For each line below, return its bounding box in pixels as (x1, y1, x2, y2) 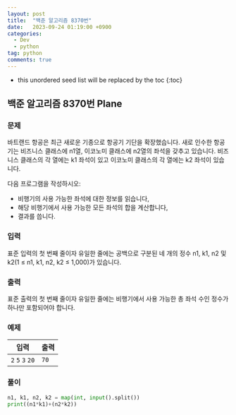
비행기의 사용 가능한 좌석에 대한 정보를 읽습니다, (17, 195, 149, 203)
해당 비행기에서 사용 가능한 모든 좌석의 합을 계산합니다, (17, 203, 168, 212)
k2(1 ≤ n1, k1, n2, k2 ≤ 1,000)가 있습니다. (7, 258, 122, 266)
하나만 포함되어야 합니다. (7, 303, 75, 312)
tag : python (7, 50, 42, 57)
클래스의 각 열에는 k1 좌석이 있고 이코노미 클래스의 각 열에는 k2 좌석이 (20, 156, 212, 164)
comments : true (7, 56, 52, 64)
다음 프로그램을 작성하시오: (7, 179, 81, 188)
